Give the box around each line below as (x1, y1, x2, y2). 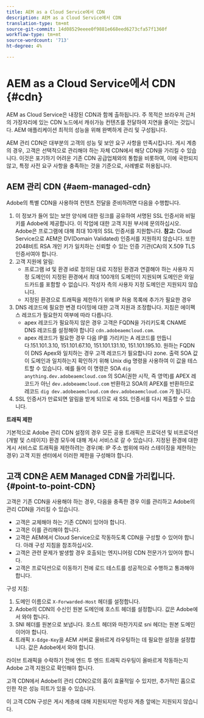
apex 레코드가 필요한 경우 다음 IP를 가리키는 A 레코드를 (24, 334, 155, 341)
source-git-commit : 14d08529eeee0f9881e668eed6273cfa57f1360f (6, 26, 167, 32)
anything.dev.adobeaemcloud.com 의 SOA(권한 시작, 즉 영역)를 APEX (24, 372, 190, 379)
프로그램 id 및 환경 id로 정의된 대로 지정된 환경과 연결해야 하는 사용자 (24, 265, 188, 272)
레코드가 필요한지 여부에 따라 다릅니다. (21, 311, 113, 318)
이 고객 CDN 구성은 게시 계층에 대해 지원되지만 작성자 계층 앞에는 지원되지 (6, 698, 182, 705)
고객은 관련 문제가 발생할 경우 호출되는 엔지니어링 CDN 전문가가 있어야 (15, 549, 183, 556)
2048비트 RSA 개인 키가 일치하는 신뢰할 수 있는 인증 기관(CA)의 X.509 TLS (15, 242, 195, 250)
